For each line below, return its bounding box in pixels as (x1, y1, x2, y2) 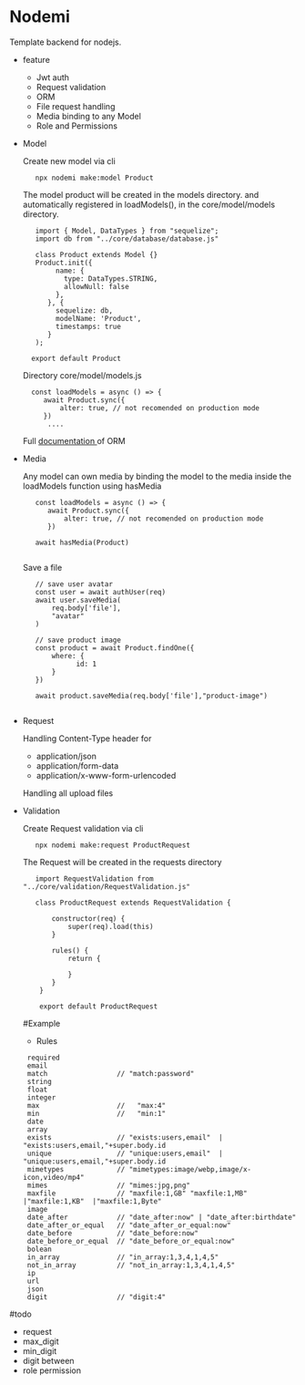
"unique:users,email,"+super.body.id (22, 1156, 167, 1166)
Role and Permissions (36, 120, 118, 131)
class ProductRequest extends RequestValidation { (35, 898, 231, 907)
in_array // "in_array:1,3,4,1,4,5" (26, 1252, 219, 1262)
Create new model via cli (22, 155, 116, 166)
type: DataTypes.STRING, (63, 274, 158, 284)
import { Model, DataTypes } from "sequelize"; (35, 226, 219, 235)
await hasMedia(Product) (35, 538, 129, 547)
